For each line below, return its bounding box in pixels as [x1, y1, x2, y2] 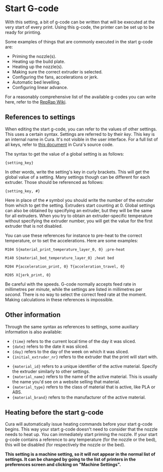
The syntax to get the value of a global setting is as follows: [5, 151, 124, 157]
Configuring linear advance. [12, 84, 68, 90]
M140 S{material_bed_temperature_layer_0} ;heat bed [5, 255, 114, 260]
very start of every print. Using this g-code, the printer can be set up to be [5, 24, 154, 30]
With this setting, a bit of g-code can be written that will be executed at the [5, 19, 155, 25]
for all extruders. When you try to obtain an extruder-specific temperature [5, 213, 153, 218]
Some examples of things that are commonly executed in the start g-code [5, 38, 153, 44]
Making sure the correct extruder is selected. [12, 69, 103, 74]
